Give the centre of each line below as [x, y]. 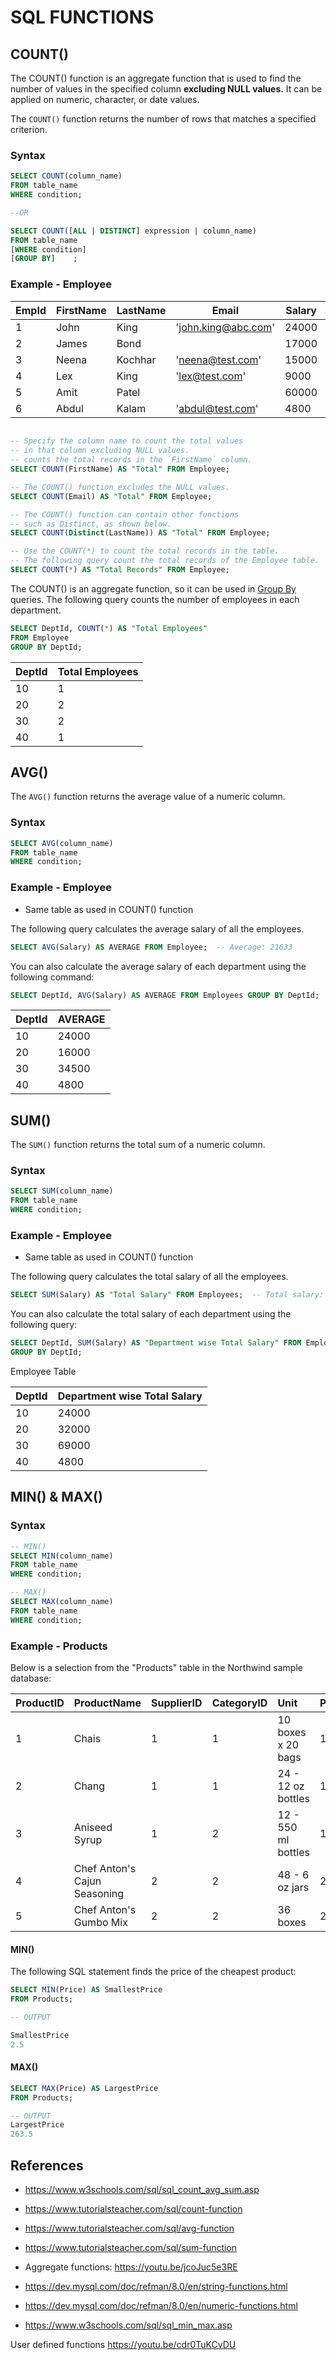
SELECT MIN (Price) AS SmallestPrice [86, 1990]
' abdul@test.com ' [217, 408]
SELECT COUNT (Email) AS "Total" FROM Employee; [111, 496]
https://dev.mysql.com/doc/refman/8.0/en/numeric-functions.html [161, 2305]
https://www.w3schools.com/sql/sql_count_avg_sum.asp [142, 2189]
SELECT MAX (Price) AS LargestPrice [84, 2088]
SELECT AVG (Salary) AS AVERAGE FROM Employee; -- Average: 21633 [151, 947]
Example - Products [59, 1646]
